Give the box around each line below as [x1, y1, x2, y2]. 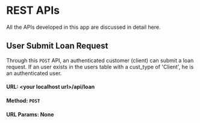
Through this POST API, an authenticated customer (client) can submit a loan [6, 56, 194, 64]
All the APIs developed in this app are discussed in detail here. [6, 23, 161, 31]
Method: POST [6, 97, 40, 104]
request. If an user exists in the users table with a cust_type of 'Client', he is [6, 63, 194, 70]
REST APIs [6, 4, 60, 17]
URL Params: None [6, 110, 54, 118]
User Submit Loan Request [6, 41, 108, 51]
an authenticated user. [6, 70, 62, 77]
